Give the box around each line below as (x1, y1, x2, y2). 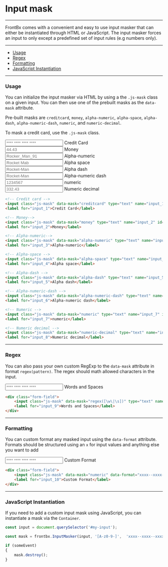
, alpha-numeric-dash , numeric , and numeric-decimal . (14, 120, 121, 126)
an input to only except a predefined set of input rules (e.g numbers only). (5, 35, 157, 41)
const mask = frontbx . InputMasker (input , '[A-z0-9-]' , (5, 534, 122, 539)
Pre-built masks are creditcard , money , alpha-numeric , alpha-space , (5, 115, 143, 121)
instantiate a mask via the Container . (5, 515, 80, 521)
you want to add (5, 447, 39, 453)
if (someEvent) (5, 543, 37, 548)
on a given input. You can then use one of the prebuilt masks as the (5, 100, 144, 106)
